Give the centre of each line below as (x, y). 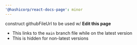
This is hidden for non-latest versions (50, 38)
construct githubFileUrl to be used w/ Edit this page (58, 23)
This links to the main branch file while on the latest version (72, 33)
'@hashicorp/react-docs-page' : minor (44, 10)
